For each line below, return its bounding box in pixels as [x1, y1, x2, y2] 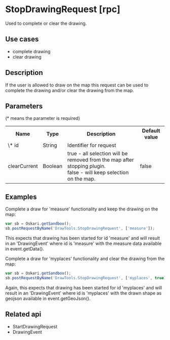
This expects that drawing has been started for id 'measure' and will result [5, 235, 160, 241]
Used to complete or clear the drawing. [5, 20, 87, 26]
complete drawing [12, 48, 51, 54]
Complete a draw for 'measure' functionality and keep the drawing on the [5, 206, 158, 212]
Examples [5, 192, 37, 201]
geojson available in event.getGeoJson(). [5, 295, 91, 302]
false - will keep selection [67, 169, 129, 176]
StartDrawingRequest [12, 323, 58, 329]
